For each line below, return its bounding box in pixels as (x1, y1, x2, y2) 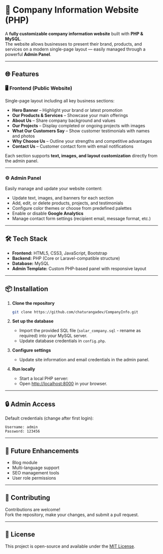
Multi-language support (12, 465, 60, 470)
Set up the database (12, 318, 54, 324)
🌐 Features (5, 70, 39, 78)
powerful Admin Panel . (5, 51, 51, 57)
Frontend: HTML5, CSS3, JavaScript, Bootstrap (12, 250, 108, 256)
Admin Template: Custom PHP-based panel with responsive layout (12, 266, 147, 271)
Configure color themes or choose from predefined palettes (12, 205, 132, 211)
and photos (12, 133, 35, 139)
